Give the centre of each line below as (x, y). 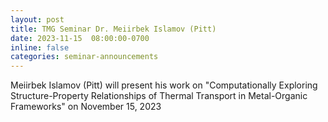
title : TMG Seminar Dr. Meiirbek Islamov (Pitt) (113, 29)
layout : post (37, 19)
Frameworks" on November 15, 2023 (86, 107)
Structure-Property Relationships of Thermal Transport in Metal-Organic (159, 96)
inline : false (40, 47)
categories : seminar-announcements (84, 57)
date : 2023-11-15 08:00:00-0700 (80, 38)
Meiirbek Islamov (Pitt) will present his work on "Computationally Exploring (164, 85)
